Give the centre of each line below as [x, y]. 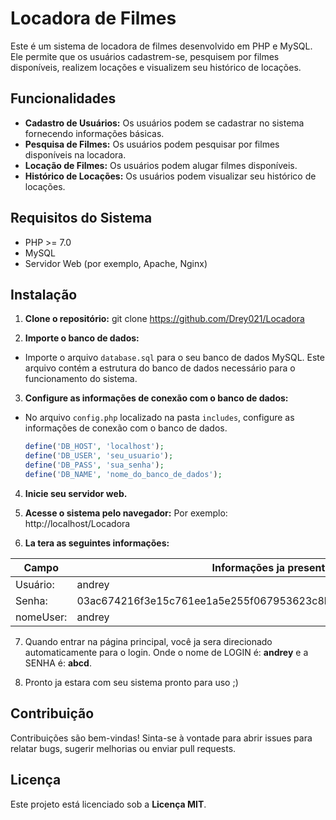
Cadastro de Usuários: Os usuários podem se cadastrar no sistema [164, 123]
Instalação [44, 294]
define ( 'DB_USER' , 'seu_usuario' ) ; [99, 456]
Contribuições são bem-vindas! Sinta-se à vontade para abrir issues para [161, 738]
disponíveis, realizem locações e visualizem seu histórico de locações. [156, 67]
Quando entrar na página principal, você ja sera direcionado [148, 641]
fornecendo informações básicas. [94, 133]
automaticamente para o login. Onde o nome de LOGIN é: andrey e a [166, 652]
